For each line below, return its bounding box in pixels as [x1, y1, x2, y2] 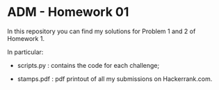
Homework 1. [7, 34, 45, 42]
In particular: [7, 48, 44, 56]
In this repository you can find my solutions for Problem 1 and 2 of [7, 27, 196, 35]
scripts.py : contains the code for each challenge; [17, 61, 160, 69]
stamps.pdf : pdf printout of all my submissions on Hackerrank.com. [17, 74, 213, 83]
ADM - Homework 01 [7, 4, 129, 20]
